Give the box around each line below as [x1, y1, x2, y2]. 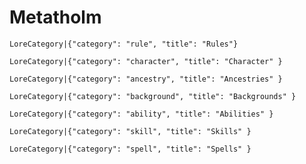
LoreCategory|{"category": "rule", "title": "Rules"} [9, 39, 239, 49]
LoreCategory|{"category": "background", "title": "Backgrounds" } [9, 91, 297, 101]
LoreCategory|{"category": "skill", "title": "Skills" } [9, 126, 252, 136]
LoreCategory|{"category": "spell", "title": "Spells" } [9, 144, 252, 154]
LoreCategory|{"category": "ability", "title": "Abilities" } [9, 109, 274, 119]
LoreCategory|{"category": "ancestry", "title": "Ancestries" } [9, 74, 283, 84]
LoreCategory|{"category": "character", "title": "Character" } [9, 56, 283, 66]
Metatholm [9, 6, 102, 29]
